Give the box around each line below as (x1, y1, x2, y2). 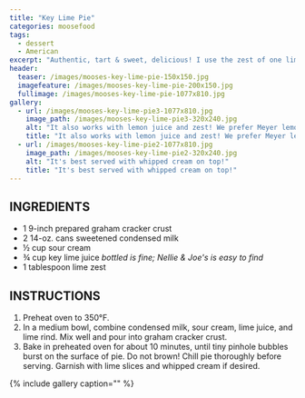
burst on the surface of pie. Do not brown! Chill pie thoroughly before (22, 351, 282, 362)
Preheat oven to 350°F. (22, 313, 110, 323)
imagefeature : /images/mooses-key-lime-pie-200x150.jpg (17, 81, 233, 90)
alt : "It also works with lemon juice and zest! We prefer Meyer (25, 124, 279, 133)
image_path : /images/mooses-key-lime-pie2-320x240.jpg (25, 148, 238, 157)
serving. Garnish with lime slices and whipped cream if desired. (22, 361, 261, 371)
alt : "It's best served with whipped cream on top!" (25, 156, 230, 166)
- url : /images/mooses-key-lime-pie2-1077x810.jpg (17, 140, 213, 149)
